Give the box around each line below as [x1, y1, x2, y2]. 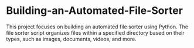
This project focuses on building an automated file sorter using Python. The [6, 23, 189, 30]
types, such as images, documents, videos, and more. [6, 35, 137, 42]
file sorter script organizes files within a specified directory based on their [6, 29, 185, 36]
